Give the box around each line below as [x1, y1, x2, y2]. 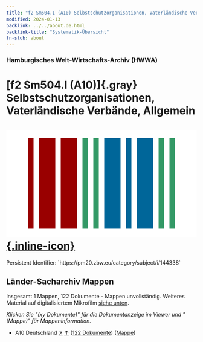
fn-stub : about [6, 35, 45, 42]
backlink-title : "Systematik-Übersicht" [6, 29, 110, 35]
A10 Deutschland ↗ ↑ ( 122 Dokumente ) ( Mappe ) [14, 329, 136, 336]
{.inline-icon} [6, 239, 76, 253]
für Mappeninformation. [31, 317, 92, 324]
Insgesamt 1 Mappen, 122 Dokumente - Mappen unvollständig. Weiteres [6, 292, 185, 300]
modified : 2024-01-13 [6, 16, 61, 22]
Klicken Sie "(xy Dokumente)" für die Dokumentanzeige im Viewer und [6, 311, 182, 318]
